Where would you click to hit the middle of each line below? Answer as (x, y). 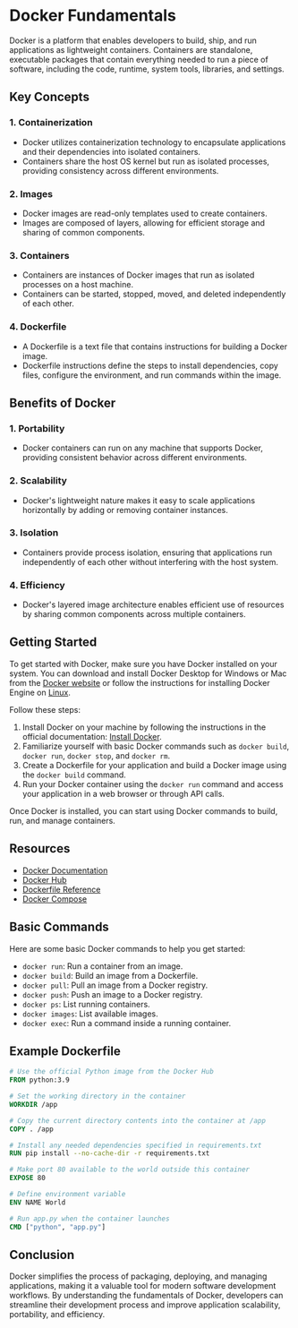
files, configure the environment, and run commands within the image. (152, 375)
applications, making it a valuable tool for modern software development (143, 1286)
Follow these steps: (45, 709)
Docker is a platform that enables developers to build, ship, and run (133, 40)
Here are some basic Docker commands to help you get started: (128, 948)
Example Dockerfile (65, 1051)
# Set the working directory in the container (98, 1097)
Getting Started (53, 643)
